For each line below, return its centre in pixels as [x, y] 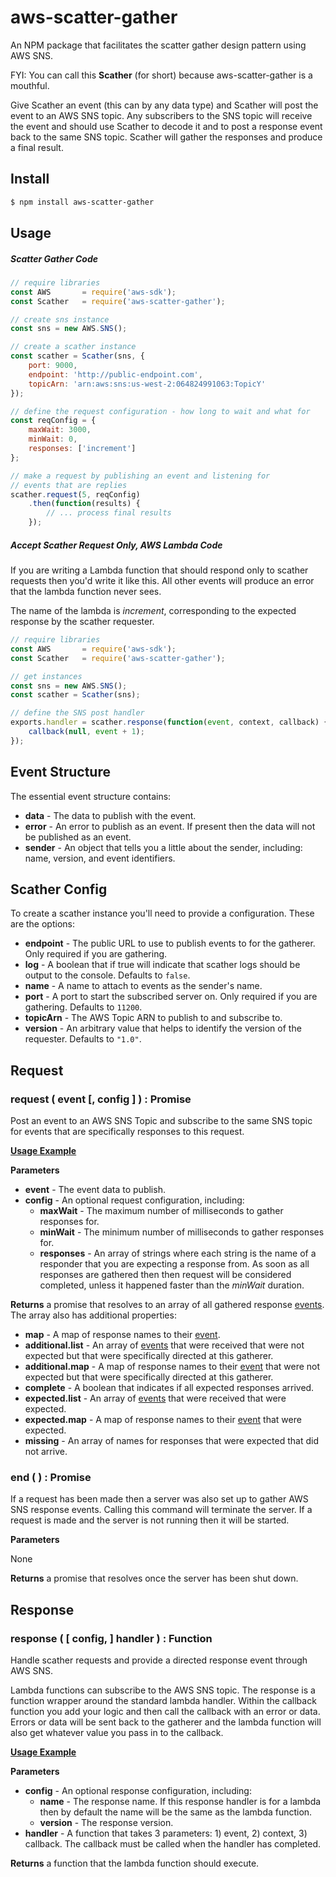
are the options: [42, 924]
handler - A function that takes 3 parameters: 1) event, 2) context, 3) [166, 1833]
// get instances [46, 676]
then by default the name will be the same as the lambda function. [176, 1812]
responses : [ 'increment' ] [82, 449]
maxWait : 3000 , [60, 430]
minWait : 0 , [53, 439]
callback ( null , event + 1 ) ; [86, 732]
